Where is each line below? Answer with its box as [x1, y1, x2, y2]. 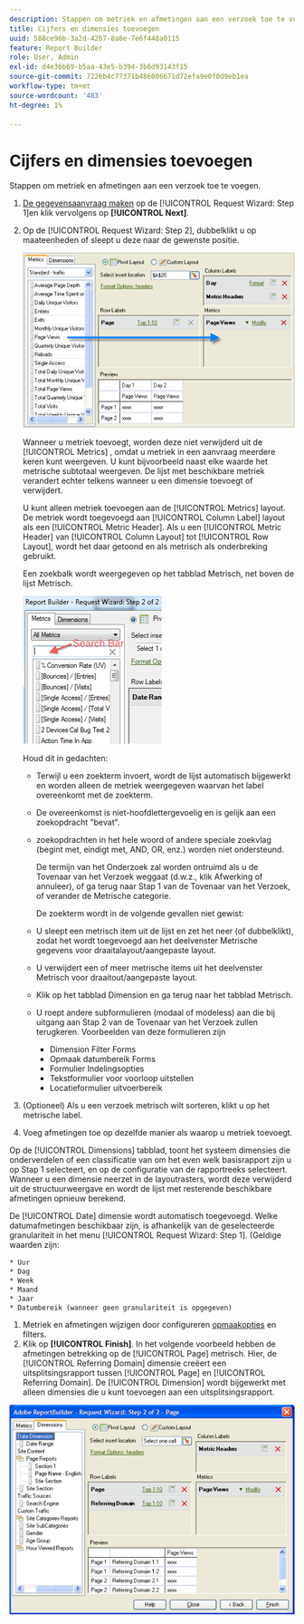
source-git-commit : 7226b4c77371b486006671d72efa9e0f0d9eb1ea [9, 72, 249, 82]
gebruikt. [22, 550, 57, 561]
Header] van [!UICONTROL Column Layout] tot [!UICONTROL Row [22, 531, 270, 542]
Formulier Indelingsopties [49, 1063, 145, 1074]
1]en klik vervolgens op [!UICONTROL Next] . [22, 208, 189, 218]
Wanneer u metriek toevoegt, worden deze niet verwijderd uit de [22, 436, 263, 448]
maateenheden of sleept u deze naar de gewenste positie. [22, 235, 240, 246]
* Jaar [9, 1294, 34, 1303]
